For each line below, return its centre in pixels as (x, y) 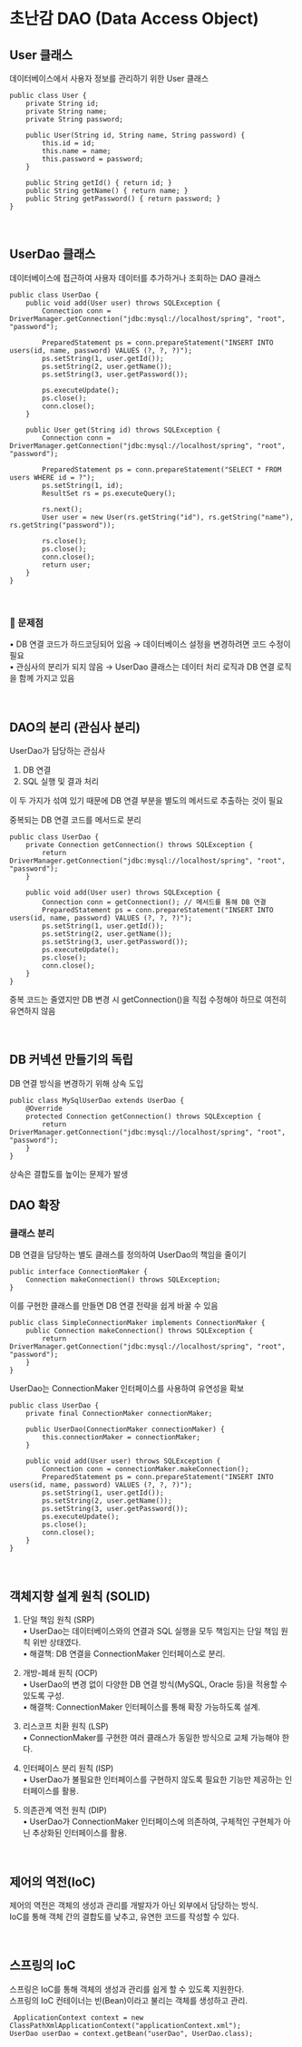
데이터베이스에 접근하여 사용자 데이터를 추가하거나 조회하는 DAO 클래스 (135, 278)
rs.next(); (63, 509)
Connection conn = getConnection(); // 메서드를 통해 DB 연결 (154, 902)
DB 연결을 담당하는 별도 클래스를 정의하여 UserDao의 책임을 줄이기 (128, 1255)
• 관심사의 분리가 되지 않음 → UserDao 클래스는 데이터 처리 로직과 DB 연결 (142, 667)
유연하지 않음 (33, 1010)
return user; (67, 565)
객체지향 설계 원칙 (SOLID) (80, 1596)
